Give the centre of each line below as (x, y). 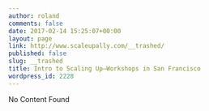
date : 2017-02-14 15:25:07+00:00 (65, 31)
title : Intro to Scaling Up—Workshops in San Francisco (104, 69)
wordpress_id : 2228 (41, 76)
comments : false (36, 23)
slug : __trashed (36, 62)
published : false (38, 53)
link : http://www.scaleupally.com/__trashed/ (86, 46)
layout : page (30, 38)
